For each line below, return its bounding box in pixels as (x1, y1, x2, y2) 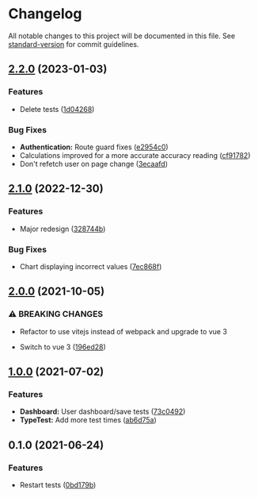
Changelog (8, 5, 82, 23)
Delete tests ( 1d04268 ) (19, 104, 95, 114)
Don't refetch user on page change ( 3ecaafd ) (19, 159, 169, 168)
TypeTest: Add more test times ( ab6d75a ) (19, 415, 157, 425)
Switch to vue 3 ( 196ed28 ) (19, 342, 107, 352)
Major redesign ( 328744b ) (19, 224, 106, 233)
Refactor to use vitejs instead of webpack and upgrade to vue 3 (19, 326, 228, 336)
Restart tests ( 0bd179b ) (19, 480, 97, 489)
